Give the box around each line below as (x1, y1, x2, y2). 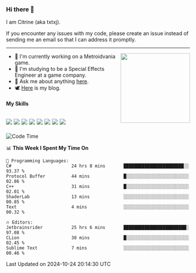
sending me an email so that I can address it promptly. (6, 36, 136, 43)
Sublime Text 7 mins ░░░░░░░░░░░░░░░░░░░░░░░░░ (6, 245, 190, 251)
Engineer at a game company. (14, 71, 86, 79)
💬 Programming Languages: (6, 158, 69, 163)
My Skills (6, 100, 29, 107)
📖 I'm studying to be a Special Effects (14, 66, 105, 73)
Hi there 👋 (6, 5, 35, 13)
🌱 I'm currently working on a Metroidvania (14, 53, 116, 60)
